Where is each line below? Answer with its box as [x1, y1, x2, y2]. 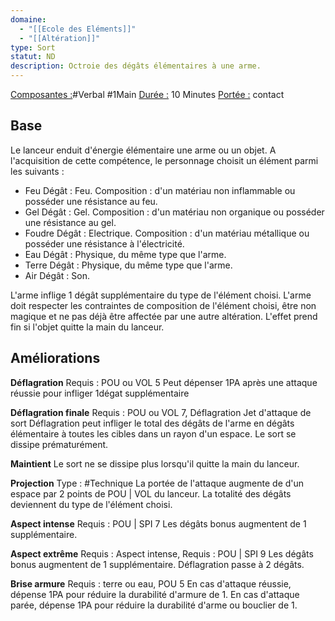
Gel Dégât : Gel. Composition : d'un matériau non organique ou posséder [24, 206, 325, 218]
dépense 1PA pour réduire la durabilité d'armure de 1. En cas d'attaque [10, 588, 300, 600]
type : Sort [10, 42, 56, 53]
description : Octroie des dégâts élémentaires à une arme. [10, 61, 262, 71]
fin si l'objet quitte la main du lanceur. [10, 321, 165, 333]
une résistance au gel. [24, 216, 117, 228]
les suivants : [10, 165, 65, 177]
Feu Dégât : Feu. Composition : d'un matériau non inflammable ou [24, 184, 296, 196]
